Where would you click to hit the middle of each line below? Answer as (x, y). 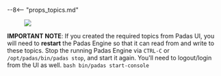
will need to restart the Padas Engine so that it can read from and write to (110, 43)
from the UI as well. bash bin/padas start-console (78, 65)
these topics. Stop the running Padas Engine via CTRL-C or (88, 50)
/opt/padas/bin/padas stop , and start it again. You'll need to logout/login (109, 58)
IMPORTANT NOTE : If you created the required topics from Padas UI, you (111, 36)
